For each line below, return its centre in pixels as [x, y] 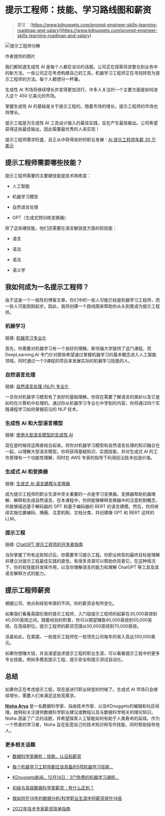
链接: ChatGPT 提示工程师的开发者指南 [44, 544]
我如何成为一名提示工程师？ [47, 287]
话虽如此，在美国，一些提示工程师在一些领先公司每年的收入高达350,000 [78, 636]
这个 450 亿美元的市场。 [34, 96]
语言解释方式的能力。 [27, 574]
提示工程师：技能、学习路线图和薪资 [78, 10]
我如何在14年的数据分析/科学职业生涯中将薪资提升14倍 [67, 798]
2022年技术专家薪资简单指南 [41, 809]
